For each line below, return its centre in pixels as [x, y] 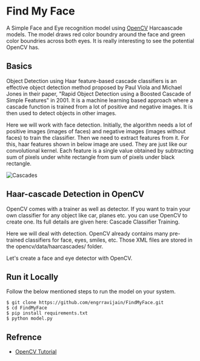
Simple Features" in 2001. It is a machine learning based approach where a [100, 100]
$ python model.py [29, 319]
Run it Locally [32, 277]
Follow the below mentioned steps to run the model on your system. [91, 291]
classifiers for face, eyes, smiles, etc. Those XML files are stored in [109, 240]
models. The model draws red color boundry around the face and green [96, 34]
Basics [19, 66]
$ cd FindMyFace [27, 308]
